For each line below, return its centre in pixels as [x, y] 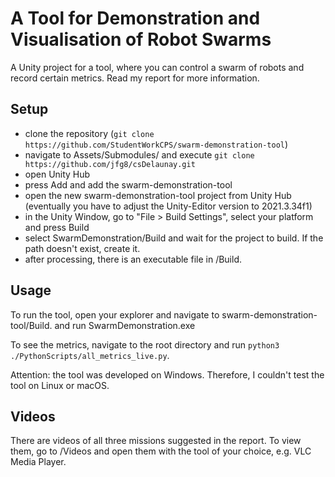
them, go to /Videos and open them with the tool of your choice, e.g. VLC [161, 451]
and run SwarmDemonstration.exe [125, 325]
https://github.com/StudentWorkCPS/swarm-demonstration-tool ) [156, 144]
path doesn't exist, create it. [82, 248]
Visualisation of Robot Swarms [141, 39]
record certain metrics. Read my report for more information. [135, 78]
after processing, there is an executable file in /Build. [133, 259]
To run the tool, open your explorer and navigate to [115, 314]
